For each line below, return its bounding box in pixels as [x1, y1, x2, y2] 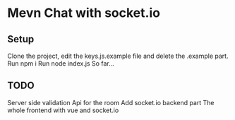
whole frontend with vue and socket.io [7, 106, 119, 114]
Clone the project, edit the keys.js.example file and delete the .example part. [7, 52, 229, 60]
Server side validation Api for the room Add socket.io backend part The [7, 98, 215, 107]
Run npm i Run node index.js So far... [7, 59, 114, 68]
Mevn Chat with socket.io [7, 5, 161, 21]
